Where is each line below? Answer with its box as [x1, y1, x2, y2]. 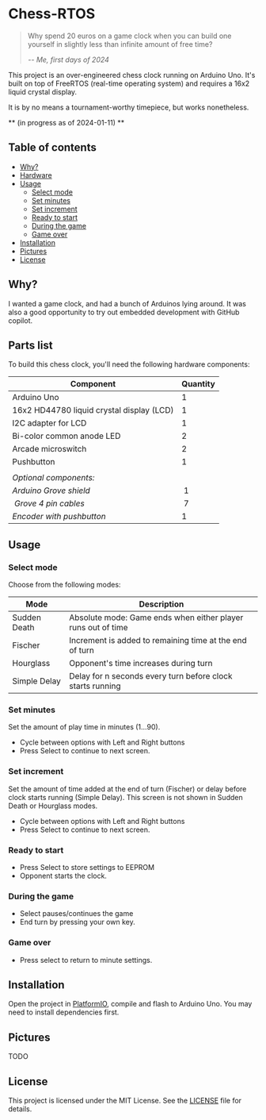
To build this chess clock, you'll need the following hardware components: [8, 360, 250, 369]
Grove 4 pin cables [14, 498, 85, 509]
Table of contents [8, 140, 97, 155]
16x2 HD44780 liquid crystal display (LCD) [12, 405, 174, 416]
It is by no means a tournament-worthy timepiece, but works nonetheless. [8, 102, 249, 112]
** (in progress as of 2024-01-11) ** [8, 117, 125, 127]
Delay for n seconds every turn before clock [68, 671, 233, 682]
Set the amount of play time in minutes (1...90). [8, 722, 161, 732]
